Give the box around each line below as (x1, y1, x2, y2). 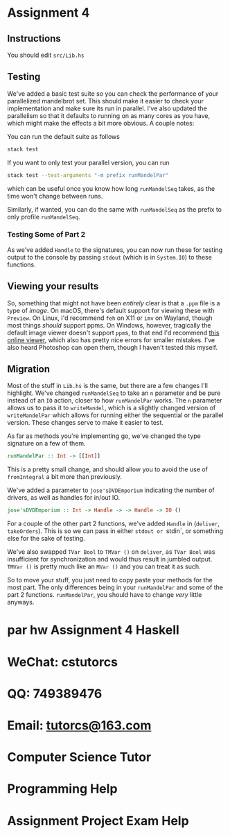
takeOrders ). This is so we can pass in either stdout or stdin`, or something (7, 527, 224, 535)
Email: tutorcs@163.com (7, 717, 152, 733)
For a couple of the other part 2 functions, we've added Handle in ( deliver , (7, 519, 220, 528)
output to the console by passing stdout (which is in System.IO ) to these (7, 253, 213, 261)
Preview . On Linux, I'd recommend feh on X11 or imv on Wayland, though (7, 314, 213, 322)
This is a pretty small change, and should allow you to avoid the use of (7, 465, 208, 473)
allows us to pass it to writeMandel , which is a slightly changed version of (7, 404, 216, 412)
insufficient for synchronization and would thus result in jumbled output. (7, 555, 213, 564)
